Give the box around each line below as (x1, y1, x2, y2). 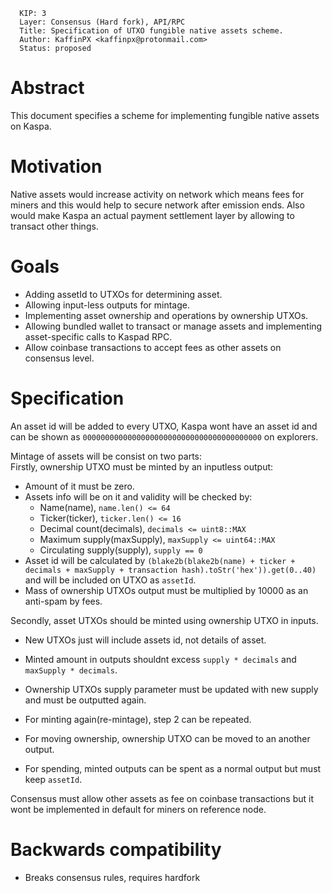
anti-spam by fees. (24, 595, 103, 607)
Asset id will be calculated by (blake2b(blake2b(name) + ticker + (24, 554, 296, 566)
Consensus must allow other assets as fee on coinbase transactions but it (10, 792, 315, 804)
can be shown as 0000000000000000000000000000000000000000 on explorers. (10, 430, 319, 443)
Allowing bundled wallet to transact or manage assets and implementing (24, 320, 323, 332)
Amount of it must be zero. (24, 480, 135, 492)
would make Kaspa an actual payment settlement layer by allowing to (10, 209, 295, 221)
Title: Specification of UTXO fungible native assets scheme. (19, 26, 284, 36)
